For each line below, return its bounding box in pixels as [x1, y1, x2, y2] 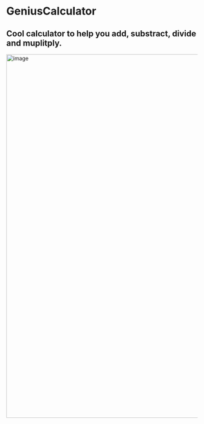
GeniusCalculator [6, 4, 97, 18]
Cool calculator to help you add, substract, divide [6, 29, 196, 39]
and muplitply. [6, 38, 63, 48]
